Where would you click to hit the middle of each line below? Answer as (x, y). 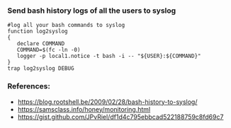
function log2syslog (38, 31)
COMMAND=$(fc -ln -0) (49, 50)
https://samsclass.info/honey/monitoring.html (84, 109)
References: (29, 86)
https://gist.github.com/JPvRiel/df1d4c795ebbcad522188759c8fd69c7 (120, 117)
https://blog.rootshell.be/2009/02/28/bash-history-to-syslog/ (107, 102)
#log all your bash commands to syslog (66, 25)
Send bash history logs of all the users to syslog (92, 11)
